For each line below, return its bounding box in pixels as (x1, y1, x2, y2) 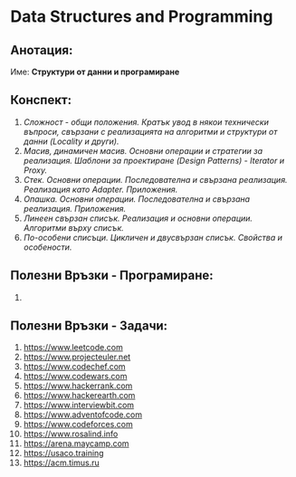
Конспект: (10, 92, 72, 108)
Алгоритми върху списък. (23, 222, 125, 233)
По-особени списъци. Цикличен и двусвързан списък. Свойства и (23, 232, 283, 243)
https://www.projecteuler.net (23, 351, 131, 363)
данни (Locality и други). (23, 136, 119, 147)
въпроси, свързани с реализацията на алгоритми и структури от (23, 126, 278, 137)
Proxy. (23, 165, 48, 176)
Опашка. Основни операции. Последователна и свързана (23, 193, 251, 205)
